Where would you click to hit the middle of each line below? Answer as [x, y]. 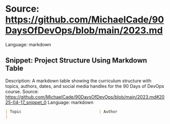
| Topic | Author [61, 112]
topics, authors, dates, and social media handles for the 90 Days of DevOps [85, 86]
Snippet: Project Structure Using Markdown [76, 61]
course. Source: [22, 91]
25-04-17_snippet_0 [26, 102]
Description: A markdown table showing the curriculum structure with [78, 81]
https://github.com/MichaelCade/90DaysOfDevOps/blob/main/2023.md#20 [85, 97]
